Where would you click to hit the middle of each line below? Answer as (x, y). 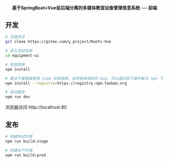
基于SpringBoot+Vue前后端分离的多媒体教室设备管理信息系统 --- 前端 (84, 8)
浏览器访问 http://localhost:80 (36, 107)
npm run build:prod (26, 155)
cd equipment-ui (22, 56)
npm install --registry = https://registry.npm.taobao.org (66, 83)
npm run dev (18, 97)
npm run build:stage (27, 141)
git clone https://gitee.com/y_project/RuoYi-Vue (58, 42)
